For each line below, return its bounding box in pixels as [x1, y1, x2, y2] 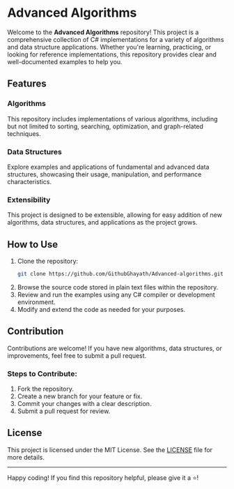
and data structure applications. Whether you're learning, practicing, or [7, 43, 211, 51]
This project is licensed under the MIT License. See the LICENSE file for [7, 445, 213, 454]
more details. [7, 453, 45, 461]
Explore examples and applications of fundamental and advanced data [7, 163, 210, 171]
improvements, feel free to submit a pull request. [7, 351, 147, 360]
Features [7, 78, 47, 90]
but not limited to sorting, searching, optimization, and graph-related [7, 122, 204, 130]
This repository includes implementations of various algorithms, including [7, 114, 218, 123]
